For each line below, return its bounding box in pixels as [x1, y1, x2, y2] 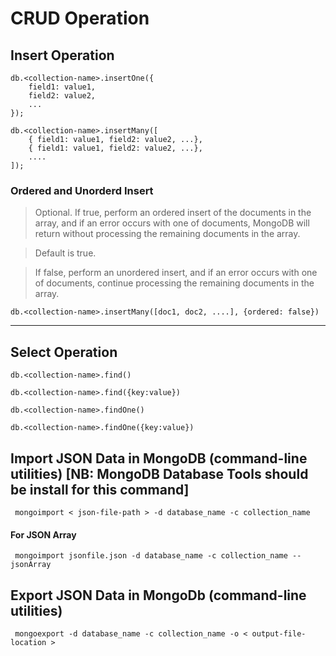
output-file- [251, 628, 307, 639]
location [10, 637, 47, 647]
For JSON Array [10, 528, 77, 541]
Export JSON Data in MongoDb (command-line [10, 587, 307, 604]
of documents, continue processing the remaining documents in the [34, 277, 315, 289]
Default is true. [34, 247, 97, 259]
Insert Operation [10, 47, 115, 64]
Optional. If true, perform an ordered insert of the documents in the [34, 207, 312, 219]
